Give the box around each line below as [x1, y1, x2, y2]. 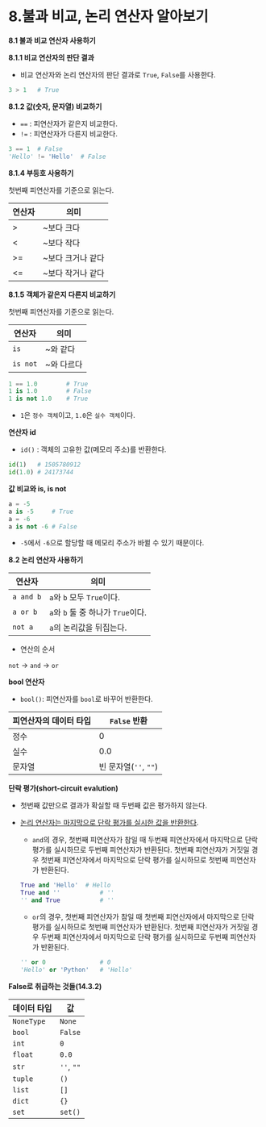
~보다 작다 [43, 237, 81, 248]
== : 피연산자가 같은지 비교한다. [19, 119, 118, 128]
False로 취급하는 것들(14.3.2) [8, 981, 102, 991]
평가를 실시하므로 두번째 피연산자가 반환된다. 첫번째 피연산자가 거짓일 [31, 845, 250, 855]
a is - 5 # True [8, 507, 74, 515]
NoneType [12, 1016, 46, 1025]
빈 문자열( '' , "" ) [98, 762, 159, 773]
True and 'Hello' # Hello [19, 881, 111, 890]
